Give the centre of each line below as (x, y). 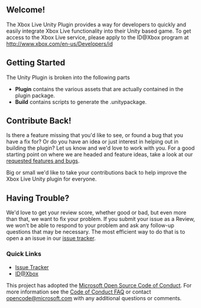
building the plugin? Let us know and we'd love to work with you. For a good (100, 148)
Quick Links (24, 254)
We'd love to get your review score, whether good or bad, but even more (96, 213)
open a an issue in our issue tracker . (51, 239)
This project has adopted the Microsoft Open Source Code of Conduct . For (99, 285)
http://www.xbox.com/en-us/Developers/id (60, 43)
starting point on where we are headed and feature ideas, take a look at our (100, 155)
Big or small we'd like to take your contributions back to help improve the (97, 173)
